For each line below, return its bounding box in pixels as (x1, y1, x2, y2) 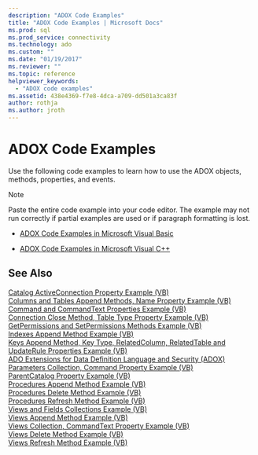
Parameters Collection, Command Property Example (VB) (8, 362, 194, 372)
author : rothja (8, 99, 58, 107)
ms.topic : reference (8, 70, 76, 78)
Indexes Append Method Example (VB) (8, 329, 134, 339)
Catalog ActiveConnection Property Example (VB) (8, 288, 169, 297)
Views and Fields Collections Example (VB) (8, 404, 148, 413)
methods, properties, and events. (8, 174, 116, 184)
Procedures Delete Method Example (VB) (8, 387, 142, 397)
